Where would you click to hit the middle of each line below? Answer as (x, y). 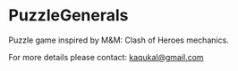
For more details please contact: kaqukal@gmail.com (106, 57)
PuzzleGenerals (68, 16)
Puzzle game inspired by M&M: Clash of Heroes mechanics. (119, 40)
